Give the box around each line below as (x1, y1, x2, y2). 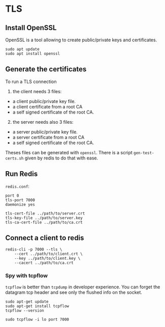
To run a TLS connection (5, 78, 57, 85)
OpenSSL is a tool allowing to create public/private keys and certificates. (5, 37, 157, 43)
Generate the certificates (5, 65, 87, 74)
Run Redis (5, 170, 38, 178)
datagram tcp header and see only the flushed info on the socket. (5, 289, 142, 295)
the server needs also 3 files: (12, 119, 74, 125)
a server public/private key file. (12, 128, 78, 135)
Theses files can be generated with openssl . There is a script (5, 149, 133, 155)
